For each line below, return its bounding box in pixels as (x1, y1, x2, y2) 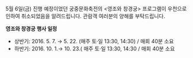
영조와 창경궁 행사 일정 (5, 25, 57, 32)
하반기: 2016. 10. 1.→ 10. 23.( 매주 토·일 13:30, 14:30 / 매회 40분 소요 (14, 45, 175, 52)
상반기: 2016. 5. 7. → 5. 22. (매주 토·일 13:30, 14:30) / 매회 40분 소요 (14, 38, 174, 44)
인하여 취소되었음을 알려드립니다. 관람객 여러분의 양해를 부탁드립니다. (5, 12, 165, 20)
